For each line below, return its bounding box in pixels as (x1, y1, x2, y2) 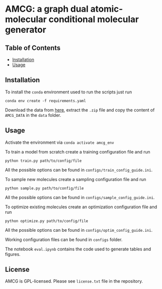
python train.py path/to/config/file (5, 158, 82, 163)
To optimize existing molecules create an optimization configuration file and (5, 204, 158, 210)
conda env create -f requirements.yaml (5, 98, 86, 103)
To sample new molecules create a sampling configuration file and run (5, 176, 146, 182)
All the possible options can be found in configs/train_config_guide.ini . (5, 167, 153, 173)
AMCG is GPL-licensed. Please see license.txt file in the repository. (5, 278, 143, 284)
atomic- (90, 3, 123, 15)
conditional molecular (48, 14, 139, 25)
